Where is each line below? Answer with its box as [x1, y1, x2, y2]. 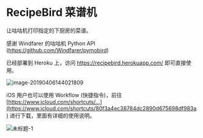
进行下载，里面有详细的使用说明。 [10, 112, 95, 119]
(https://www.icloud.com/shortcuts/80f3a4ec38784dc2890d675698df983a [6, 105, 197, 112]
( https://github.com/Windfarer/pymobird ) [6, 46, 109, 53]
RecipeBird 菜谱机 [6, 5, 97, 19]
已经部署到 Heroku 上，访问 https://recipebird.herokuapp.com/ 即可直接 [6, 59, 187, 66]
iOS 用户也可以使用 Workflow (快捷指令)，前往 [6, 91, 122, 98]
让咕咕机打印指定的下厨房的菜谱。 [6, 27, 92, 34]
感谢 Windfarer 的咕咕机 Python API [6, 40, 95, 47]
